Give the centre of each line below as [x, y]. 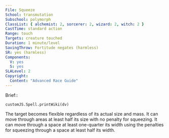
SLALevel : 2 [18, 72]
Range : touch [19, 33]
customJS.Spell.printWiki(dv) [37, 105]
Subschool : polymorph [28, 19]
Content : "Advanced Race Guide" [44, 81]
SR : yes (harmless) [26, 52]
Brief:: [12, 95]
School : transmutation [29, 15]
